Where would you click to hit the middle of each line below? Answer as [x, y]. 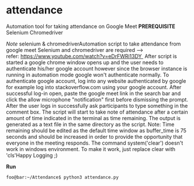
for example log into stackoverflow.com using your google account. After [94, 87]
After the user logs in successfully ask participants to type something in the [97, 106]
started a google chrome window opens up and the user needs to [85, 62]
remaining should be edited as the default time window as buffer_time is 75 [96, 130]
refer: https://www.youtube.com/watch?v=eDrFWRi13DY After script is [91, 56]
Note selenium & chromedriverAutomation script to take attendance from [93, 44]
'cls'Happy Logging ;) [32, 155]
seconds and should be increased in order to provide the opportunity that [94, 136]
